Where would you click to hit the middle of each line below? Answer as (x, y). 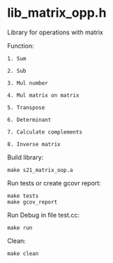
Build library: (25, 157)
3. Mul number (28, 83)
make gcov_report (32, 202)
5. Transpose (26, 107)
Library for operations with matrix (55, 32)
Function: (21, 45)
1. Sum (17, 58)
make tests (23, 196)
